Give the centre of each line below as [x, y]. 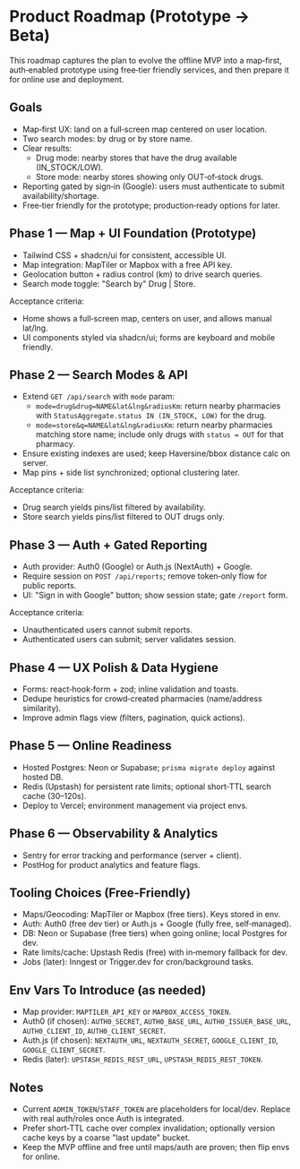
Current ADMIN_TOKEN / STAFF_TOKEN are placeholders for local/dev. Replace [156, 1109]
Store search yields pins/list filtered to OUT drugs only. [124, 517]
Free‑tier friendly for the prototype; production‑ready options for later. [151, 205]
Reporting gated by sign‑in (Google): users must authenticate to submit [153, 186]
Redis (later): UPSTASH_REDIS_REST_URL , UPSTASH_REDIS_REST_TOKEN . [142, 1060]
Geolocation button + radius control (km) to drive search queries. [142, 274]
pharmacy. [55, 444]
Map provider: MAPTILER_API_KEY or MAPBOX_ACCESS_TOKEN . [126, 1012]
